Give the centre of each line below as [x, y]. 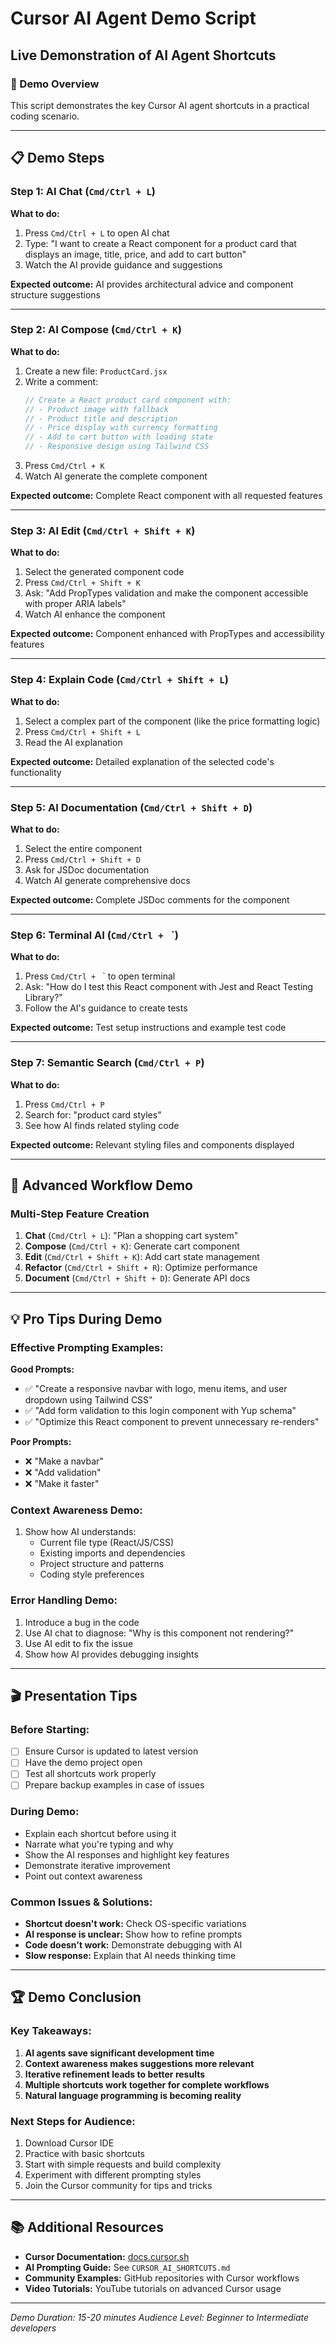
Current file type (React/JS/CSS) [107, 1543]
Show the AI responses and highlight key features [127, 1854]
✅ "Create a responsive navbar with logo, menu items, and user [156, 1388]
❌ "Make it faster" [62, 1483]
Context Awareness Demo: [76, 1510]
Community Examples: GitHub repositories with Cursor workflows [162, 2278]
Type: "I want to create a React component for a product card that [160, 243]
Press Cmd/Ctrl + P [64, 1104]
